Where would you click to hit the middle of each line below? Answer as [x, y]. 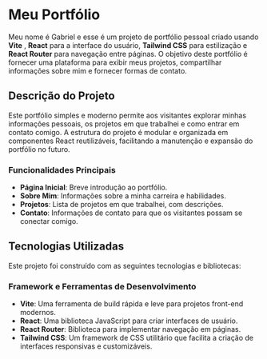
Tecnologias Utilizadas [66, 247]
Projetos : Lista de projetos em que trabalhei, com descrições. [122, 205]
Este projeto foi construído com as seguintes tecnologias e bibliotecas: [125, 265]
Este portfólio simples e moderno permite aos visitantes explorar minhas [127, 115]
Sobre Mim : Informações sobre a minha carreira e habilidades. [123, 196]
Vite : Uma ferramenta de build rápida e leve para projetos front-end [132, 304]
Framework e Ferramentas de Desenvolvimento [102, 286]
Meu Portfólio [54, 15]
